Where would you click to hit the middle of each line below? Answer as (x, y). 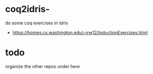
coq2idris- (27, 9)
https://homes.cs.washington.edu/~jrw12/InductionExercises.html (80, 32)
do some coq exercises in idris (37, 23)
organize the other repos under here (42, 66)
